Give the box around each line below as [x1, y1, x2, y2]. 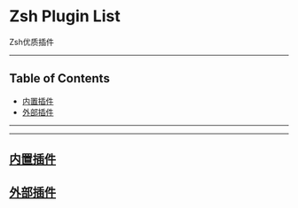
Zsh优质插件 [9, 36, 55, 47]
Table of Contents [9, 71, 111, 86]
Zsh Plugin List [9, 6, 122, 27]
